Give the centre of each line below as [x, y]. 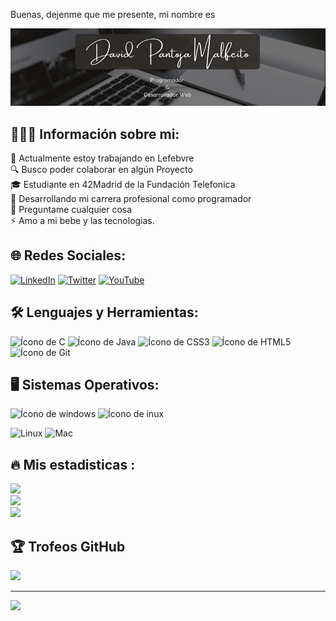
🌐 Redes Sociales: [68, 255]
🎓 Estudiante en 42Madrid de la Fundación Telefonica [123, 184]
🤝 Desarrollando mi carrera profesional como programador [131, 198]
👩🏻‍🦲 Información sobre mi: [95, 134]
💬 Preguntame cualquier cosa [71, 209]
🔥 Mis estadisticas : [73, 464]
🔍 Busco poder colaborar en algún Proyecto [101, 169]
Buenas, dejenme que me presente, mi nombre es [113, 14]
